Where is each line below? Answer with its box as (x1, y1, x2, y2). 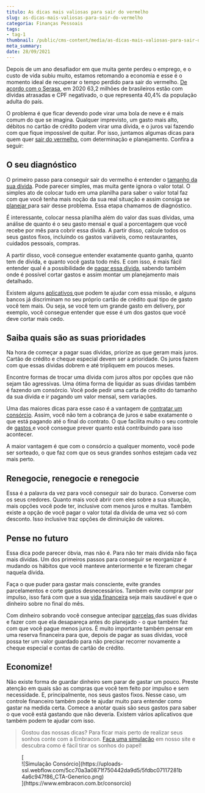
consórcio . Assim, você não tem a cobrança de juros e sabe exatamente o (6, 411, 193, 418)
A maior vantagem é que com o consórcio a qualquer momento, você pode (6, 443, 195, 450)
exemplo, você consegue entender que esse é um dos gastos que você (6, 309, 186, 316)
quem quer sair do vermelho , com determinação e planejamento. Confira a (6, 135, 194, 143)
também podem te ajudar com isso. (6, 717, 96, 724)
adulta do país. (6, 98, 44, 105)
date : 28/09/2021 (6, 49, 51, 55)
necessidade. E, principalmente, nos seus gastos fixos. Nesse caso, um (6, 691, 187, 698)
